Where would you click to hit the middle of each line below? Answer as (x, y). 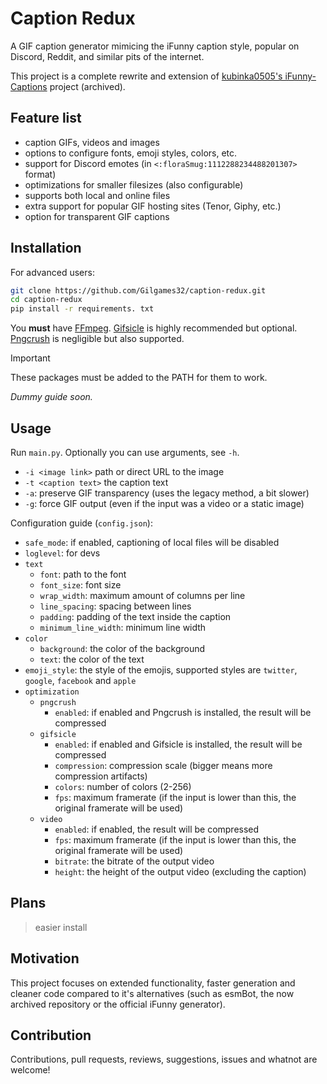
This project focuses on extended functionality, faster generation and (153, 983)
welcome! (30, 1070)
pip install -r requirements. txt (82, 309)
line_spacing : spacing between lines (115, 606)
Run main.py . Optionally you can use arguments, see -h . (125, 452)
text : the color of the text (92, 659)
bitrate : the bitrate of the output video (134, 861)
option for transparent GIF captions (97, 216)
